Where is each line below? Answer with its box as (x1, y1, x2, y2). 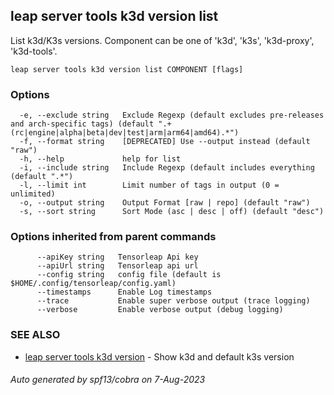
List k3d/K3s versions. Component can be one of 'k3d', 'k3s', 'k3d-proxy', (10, 34, 315, 46)
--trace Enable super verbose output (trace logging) (36, 296, 311, 306)
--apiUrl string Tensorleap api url (36, 261, 199, 271)
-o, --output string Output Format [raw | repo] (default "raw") (19, 198, 311, 208)
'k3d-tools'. (10, 45, 58, 57)
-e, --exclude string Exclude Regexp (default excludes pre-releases (19, 110, 325, 121)
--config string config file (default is (36, 270, 222, 280)
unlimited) (10, 189, 56, 199)
